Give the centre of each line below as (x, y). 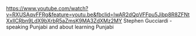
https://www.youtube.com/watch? (47, 8)
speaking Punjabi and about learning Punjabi (60, 27)
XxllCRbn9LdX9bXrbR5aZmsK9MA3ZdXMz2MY (64, 21)
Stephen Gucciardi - (148, 21)
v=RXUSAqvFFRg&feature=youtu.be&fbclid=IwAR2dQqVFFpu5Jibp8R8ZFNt (98, 15)
